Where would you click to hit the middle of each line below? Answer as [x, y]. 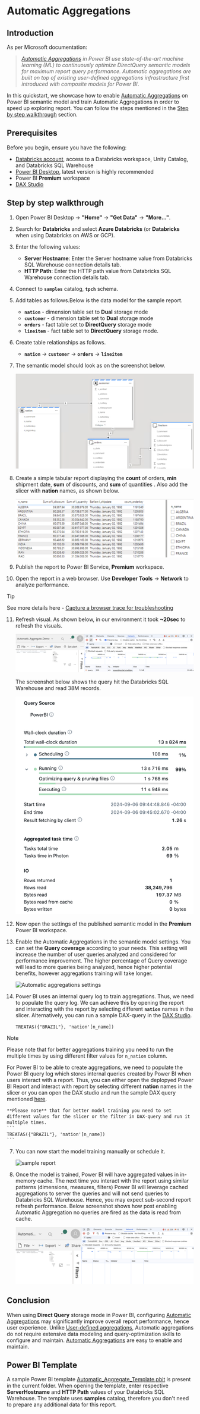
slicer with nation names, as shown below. [67, 491]
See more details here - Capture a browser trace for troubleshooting [90, 607]
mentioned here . [27, 1099]
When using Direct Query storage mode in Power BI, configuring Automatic [99, 1315]
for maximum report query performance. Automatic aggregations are [106, 71]
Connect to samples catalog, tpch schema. [66, 289]
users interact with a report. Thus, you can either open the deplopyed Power [100, 1080]
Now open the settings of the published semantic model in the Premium [103, 924]
